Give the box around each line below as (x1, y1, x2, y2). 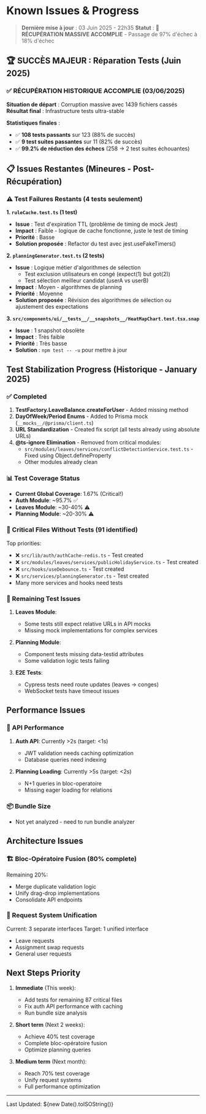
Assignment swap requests (15, 943, 85, 951)
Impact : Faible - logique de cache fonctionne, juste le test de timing (15, 227, 188, 234)
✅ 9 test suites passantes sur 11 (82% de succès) (15, 137, 143, 145)
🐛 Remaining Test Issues (6, 594, 81, 603)
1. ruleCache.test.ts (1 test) (6, 209, 78, 216)
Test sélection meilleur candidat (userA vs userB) (24, 277, 149, 284)
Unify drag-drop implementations (15, 889, 100, 897)
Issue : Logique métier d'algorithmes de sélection (15, 264, 141, 271)
